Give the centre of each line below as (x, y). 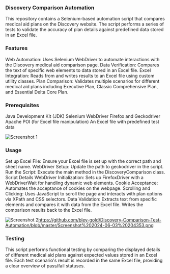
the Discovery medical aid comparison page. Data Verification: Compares (82, 65)
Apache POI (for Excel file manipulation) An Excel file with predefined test (82, 121)
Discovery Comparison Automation (50, 8)
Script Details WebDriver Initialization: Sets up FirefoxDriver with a (75, 178)
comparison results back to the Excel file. (49, 210)
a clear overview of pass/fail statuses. (45, 266)
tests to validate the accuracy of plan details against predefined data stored (84, 30)
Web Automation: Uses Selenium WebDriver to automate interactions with (82, 59)
